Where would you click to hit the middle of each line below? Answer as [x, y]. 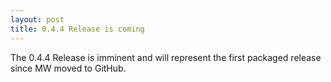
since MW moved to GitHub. [68, 68]
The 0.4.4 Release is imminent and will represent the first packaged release [166, 57]
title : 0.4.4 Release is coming [77, 29]
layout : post [37, 19]
